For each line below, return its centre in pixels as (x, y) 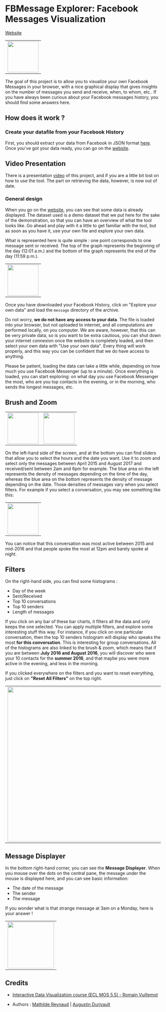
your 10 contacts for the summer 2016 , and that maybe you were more (77, 658)
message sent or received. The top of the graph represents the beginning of (83, 245)
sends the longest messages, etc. (40, 387)
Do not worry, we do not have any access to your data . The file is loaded (80, 319)
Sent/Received (27, 596)
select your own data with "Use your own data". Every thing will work (75, 346)
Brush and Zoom (31, 403)
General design (24, 199)
